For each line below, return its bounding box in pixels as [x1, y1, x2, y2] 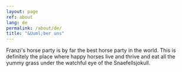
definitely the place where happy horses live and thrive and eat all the [6, 53, 175, 60]
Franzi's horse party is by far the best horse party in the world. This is [6, 47, 176, 54]
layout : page [6, 8, 38, 15]
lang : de [6, 19, 28, 25]
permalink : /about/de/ [6, 25, 62, 31]
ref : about [6, 14, 33, 20]
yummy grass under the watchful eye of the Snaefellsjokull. [6, 60, 151, 67]
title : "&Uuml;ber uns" [6, 31, 65, 37]
